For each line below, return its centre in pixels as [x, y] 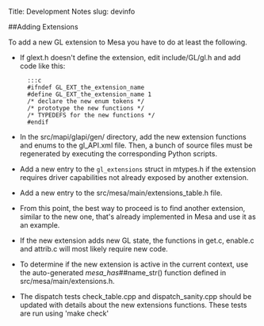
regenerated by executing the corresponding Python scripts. [119, 153]
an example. [40, 225]
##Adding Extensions [43, 27]
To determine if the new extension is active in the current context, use [134, 264]
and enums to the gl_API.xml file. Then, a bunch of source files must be [136, 145]
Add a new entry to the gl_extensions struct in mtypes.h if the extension [138, 169]
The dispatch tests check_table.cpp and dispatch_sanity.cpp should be [136, 296]
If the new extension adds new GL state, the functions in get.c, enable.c [137, 240]
